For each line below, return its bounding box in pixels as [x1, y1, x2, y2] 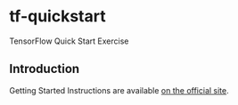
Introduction [9, 61, 80, 77]
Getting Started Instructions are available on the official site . [9, 85, 229, 95]
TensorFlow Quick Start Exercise [9, 36, 129, 46]
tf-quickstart [9, 6, 106, 27]
